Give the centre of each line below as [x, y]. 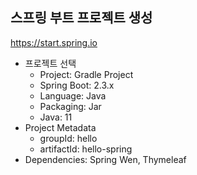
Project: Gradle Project [86, 74]
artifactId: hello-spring [86, 149]
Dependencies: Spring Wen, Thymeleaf [105, 159]
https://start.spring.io [54, 42]
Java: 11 [56, 117]
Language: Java [73, 95]
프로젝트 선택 [50, 63]
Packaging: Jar [70, 106]
